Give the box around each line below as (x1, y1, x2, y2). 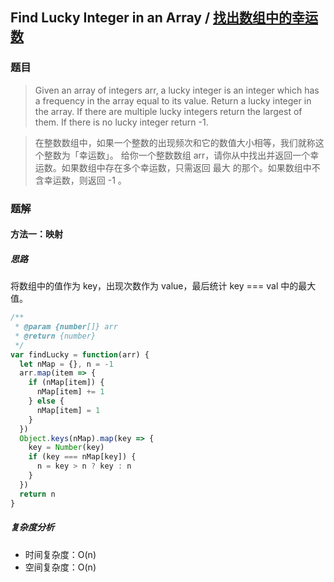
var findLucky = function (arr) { (10, 349, 150, 360)
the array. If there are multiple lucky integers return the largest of (34, 105, 303, 117)
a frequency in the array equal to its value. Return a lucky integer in (34, 94, 312, 107)
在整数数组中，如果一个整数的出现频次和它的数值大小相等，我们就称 (34, 136, 316, 148)
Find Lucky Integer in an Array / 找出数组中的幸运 (10, 9, 319, 27)
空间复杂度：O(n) (24, 561, 97, 573)
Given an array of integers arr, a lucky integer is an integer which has (34, 84, 320, 96)
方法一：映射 (10, 228, 63, 240)
